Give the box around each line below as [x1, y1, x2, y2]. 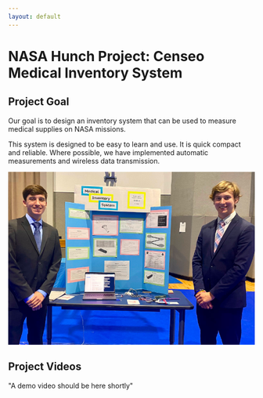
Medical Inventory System [8, 63, 183, 81]
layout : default [8, 13, 61, 20]
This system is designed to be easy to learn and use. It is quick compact [8, 139, 241, 149]
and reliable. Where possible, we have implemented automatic [8, 147, 209, 157]
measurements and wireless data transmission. [8, 156, 160, 165]
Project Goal [8, 95, 70, 109]
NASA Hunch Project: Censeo [8, 47, 205, 65]
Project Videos [8, 360, 82, 374]
